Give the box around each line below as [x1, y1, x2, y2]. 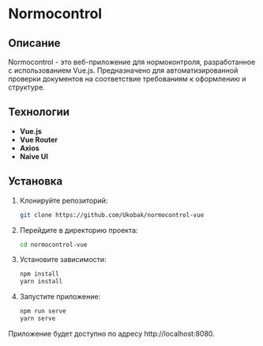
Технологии [8, 105, 70, 119]
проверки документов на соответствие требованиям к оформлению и [8, 74, 246, 83]
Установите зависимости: [19, 255, 107, 264]
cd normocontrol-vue [19, 241, 88, 249]
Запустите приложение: [19, 292, 101, 302]
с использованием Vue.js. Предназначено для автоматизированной [8, 66, 239, 75]
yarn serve [19, 314, 56, 322]
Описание [8, 36, 61, 50]
